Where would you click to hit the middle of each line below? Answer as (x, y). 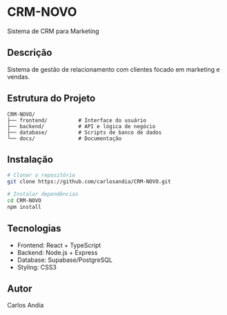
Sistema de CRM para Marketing (53, 31)
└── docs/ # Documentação (65, 139)
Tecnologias (34, 228)
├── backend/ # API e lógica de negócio (81, 126)
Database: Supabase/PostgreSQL (65, 260)
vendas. (18, 77)
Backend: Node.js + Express (57, 252)
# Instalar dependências (43, 194)
